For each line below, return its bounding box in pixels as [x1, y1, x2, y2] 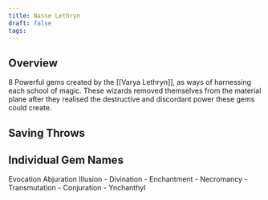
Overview [8, 56, 59, 70]
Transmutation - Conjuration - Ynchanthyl [8, 183, 146, 193]
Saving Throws [8, 126, 86, 140]
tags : [8, 26, 26, 34]
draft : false [8, 19, 52, 27]
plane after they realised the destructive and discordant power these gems [8, 94, 255, 104]
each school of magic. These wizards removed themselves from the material [8, 86, 262, 96]
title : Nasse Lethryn [8, 11, 81, 20]
